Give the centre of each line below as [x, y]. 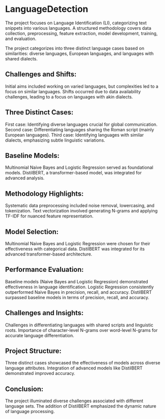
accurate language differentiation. [40, 335]
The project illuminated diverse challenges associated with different [74, 401]
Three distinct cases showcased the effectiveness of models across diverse [83, 363]
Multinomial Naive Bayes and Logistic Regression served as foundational [79, 167]
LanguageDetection [47, 9]
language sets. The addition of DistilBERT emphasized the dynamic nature [81, 406]
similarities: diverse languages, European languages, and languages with [79, 53]
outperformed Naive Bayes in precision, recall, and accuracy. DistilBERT [79, 292]
